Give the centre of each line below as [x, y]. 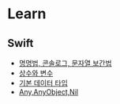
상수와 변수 [36, 73]
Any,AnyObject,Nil [49, 92]
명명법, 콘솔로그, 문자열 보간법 [65, 63]
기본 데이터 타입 [43, 83]
